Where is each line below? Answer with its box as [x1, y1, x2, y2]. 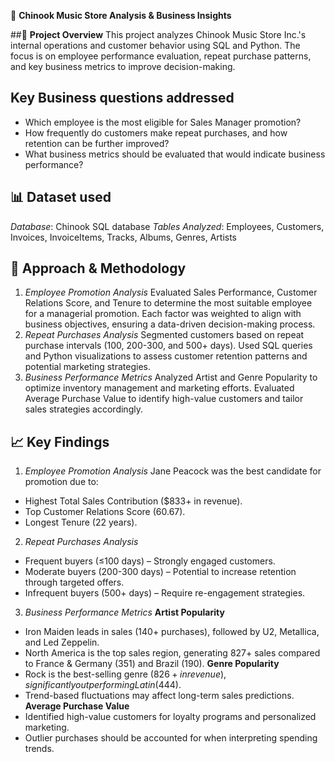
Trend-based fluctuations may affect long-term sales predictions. [24, 690, 295, 702]
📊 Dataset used [10, 189, 112, 206]
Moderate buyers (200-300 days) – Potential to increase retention [24, 566, 297, 578]
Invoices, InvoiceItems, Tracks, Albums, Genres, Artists [10, 231, 238, 243]
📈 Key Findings [10, 433, 110, 450]
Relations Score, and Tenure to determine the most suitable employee [24, 297, 313, 309]
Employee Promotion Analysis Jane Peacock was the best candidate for [24, 465, 322, 477]
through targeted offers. [24, 576, 125, 589]
